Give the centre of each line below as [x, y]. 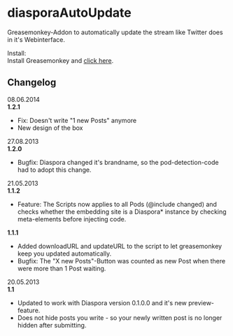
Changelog [32, 83]
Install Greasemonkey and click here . [61, 60]
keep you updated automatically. [64, 254]
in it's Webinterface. [36, 39]
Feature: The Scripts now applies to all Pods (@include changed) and [117, 204]
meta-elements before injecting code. [72, 219]
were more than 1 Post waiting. [62, 268]
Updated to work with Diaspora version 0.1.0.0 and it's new [102, 302]
